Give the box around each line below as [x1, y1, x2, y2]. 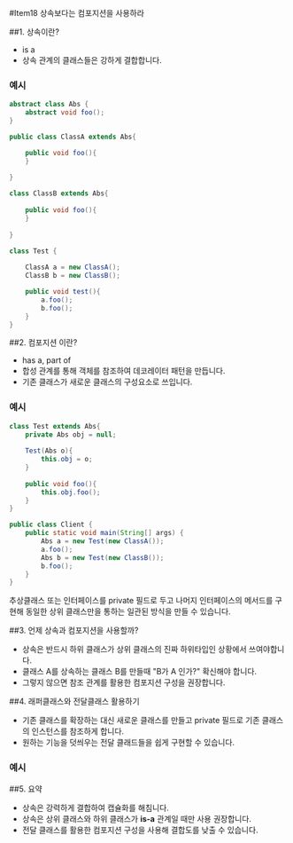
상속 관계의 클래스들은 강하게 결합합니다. [21, 55, 162, 65]
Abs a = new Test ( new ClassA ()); [41, 537, 165, 546]
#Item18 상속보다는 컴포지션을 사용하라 [9, 8, 144, 18]
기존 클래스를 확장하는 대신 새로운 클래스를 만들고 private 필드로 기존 [21, 715, 260, 726]
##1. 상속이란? [9, 27, 60, 37]
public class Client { [9, 520, 93, 530]
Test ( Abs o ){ [25, 446, 73, 455]
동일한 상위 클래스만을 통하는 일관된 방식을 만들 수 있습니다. [25, 606, 232, 617]
